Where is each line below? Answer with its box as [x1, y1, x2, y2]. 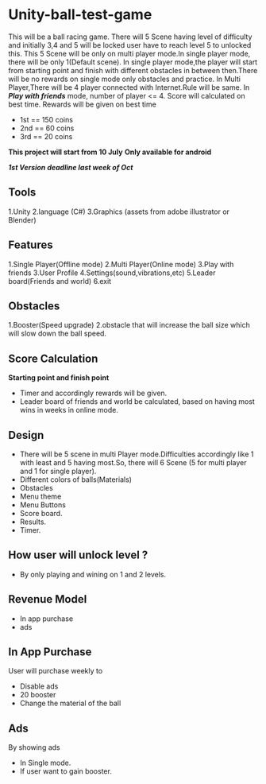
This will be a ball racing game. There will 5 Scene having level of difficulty [8, 32, 253, 41]
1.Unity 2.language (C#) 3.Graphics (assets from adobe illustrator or [8, 207, 230, 216]
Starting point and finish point [8, 373, 110, 382]
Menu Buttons [19, 500, 66, 510]
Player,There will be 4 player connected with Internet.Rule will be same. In [8, 82, 250, 92]
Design [8, 428, 44, 442]
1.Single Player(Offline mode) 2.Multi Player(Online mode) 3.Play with [8, 259, 234, 269]
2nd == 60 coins [19, 123, 75, 133]
